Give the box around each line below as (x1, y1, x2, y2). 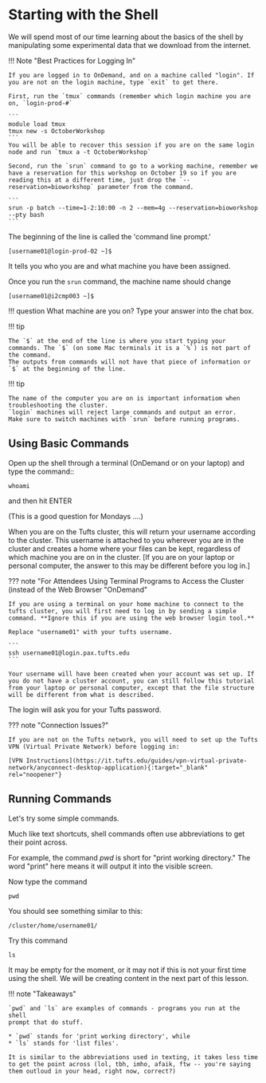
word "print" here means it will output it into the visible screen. (8, 861, 213, 871)
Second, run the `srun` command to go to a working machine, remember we (8, 162, 259, 170)
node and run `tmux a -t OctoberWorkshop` (8, 148, 151, 156)
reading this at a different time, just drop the (8, 175, 177, 184)
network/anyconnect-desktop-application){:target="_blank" (8, 763, 209, 771)
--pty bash (8, 211, 45, 219)
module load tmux (8, 120, 66, 128)
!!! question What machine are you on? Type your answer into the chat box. (8, 305, 255, 316)
